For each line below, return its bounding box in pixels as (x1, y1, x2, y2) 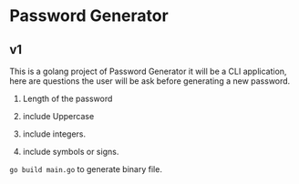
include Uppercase (22, 111, 95, 121)
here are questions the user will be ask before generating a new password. (9, 76, 291, 87)
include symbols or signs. (22, 147, 119, 157)
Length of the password (22, 93, 113, 104)
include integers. (22, 128, 87, 139)
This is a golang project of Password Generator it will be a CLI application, (9, 66, 287, 77)
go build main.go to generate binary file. (9, 164, 162, 174)
